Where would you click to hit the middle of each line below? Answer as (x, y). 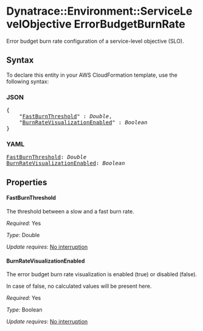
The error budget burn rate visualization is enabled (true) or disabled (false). (102, 274)
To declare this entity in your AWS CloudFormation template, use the (92, 75)
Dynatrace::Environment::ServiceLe (99, 11)
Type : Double (23, 235)
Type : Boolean (24, 310)
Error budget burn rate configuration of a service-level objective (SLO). (95, 41)
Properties (27, 182)
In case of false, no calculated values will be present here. (79, 286)
